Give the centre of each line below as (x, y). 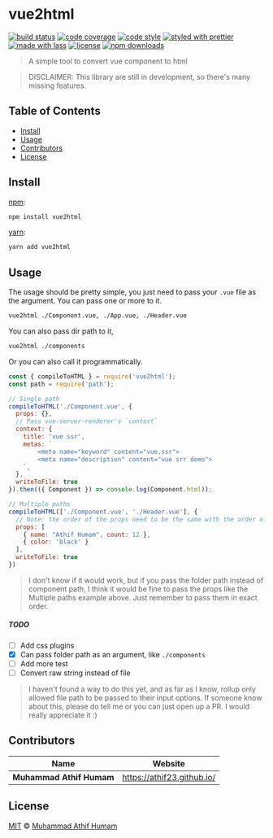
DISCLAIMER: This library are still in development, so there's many (139, 76)
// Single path (34, 399)
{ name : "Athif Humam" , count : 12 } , (87, 535)
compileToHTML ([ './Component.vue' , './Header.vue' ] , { (103, 512)
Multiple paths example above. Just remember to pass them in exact (143, 597)
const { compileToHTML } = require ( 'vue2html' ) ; (92, 376)
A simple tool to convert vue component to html (108, 61)
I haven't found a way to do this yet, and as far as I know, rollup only (142, 689)
